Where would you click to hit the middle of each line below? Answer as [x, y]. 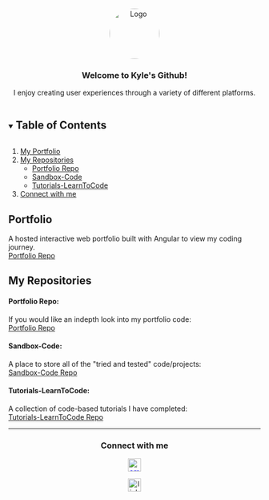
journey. [22, 247]
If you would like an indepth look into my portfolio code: [100, 319]
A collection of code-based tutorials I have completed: [98, 409]
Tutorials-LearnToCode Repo [56, 417]
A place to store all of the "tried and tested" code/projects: [105, 364]
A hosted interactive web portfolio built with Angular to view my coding [125, 238]
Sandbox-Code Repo [43, 372]
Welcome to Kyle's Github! [134, 75]
